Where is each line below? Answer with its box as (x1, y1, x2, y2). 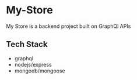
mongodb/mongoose (14, 67, 65, 74)
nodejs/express (14, 61, 52, 68)
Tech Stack (6, 39, 48, 49)
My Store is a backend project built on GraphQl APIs (6, 23, 131, 30)
